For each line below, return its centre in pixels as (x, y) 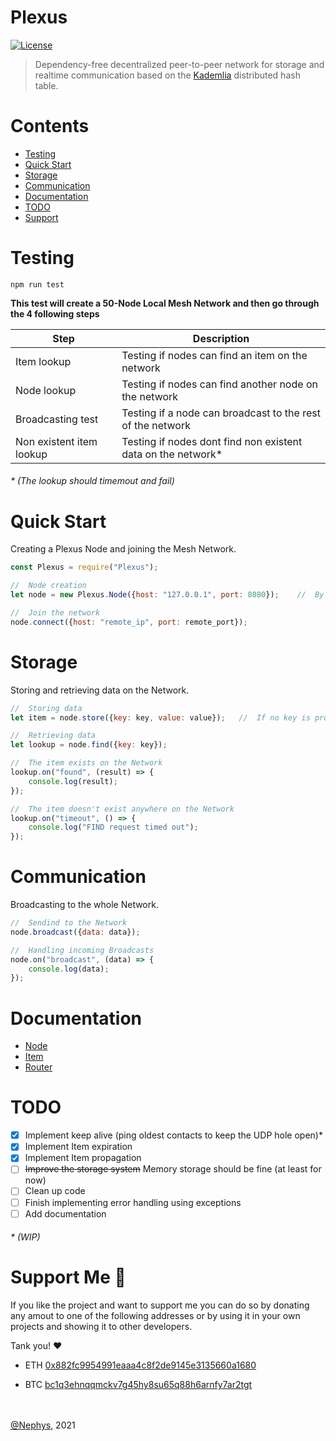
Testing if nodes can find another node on (219, 384)
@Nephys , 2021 (43, 1425)
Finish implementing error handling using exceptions (133, 1202)
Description (221, 338)
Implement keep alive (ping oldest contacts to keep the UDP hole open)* (173, 1135)
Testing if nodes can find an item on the (214, 355)
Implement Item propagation (83, 1158)
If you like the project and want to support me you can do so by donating (160, 1305)
